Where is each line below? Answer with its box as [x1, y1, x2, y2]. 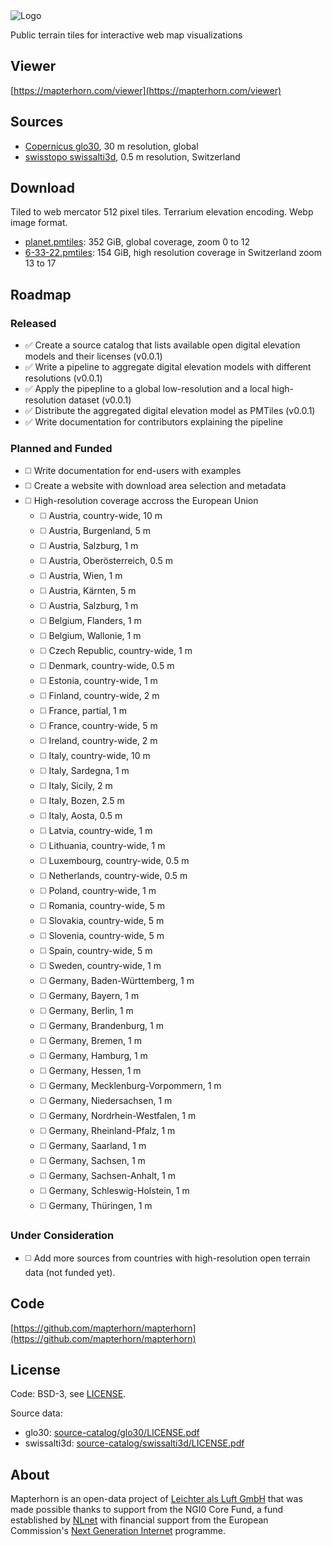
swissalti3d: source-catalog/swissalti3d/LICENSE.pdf [24, 1437, 245, 1449]
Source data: [10, 1407, 63, 1419]
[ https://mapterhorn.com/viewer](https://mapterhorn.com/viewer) [10, 84, 282, 96]
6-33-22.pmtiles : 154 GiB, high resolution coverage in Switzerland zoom [24, 247, 323, 259]
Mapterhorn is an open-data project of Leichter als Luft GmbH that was [10, 1493, 303, 1505]
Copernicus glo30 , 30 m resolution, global [24, 140, 199, 152]
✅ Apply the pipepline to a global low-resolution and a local [24, 383, 270, 395]
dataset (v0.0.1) [68, 394, 132, 406]
